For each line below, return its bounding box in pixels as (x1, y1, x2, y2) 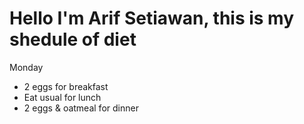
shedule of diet (9, 28, 137, 51)
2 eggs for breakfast (23, 80, 109, 92)
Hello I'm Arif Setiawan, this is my (9, 7, 295, 30)
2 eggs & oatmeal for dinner (23, 102, 139, 114)
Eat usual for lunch (23, 91, 102, 103)
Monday (9, 61, 44, 73)
